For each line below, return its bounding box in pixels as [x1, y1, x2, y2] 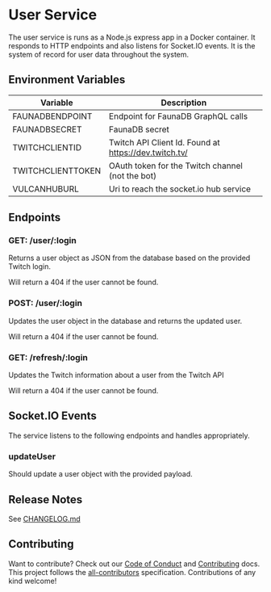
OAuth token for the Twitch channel [108, 160, 244, 171]
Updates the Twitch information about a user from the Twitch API [8, 370, 224, 380]
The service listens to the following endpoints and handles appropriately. [8, 430, 250, 440]
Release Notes [8, 493, 83, 506]
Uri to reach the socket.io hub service [108, 183, 252, 195]
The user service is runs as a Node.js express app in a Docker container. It [8, 32, 256, 42]
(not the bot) [108, 170, 157, 181]
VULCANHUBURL [12, 183, 79, 195]
